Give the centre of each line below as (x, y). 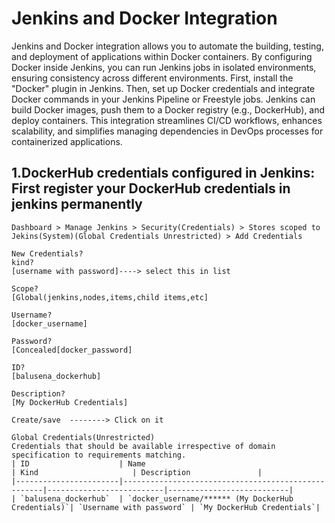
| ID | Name (78, 463)
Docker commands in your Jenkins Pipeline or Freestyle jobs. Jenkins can (163, 99)
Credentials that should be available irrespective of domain (143, 446)
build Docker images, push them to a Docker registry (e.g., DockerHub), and (168, 109)
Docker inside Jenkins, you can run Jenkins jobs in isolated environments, (164, 67)
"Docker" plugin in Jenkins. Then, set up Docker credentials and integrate (163, 88)
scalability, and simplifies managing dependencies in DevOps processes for (167, 131)
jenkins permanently (77, 204)
